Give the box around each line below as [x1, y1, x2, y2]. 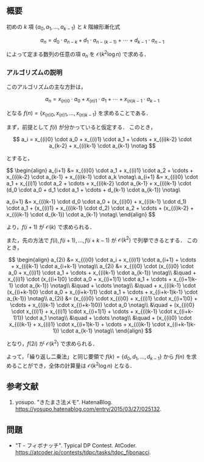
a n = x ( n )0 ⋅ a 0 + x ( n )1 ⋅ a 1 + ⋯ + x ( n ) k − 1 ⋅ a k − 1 [45, 95, 160, 104]
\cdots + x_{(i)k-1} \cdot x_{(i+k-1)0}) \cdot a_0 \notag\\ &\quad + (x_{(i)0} [10, 302, 195, 309]
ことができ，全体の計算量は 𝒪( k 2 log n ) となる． [16, 360, 135, 369]
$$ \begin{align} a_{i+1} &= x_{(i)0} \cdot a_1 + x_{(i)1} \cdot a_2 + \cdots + [6, 167, 194, 174]
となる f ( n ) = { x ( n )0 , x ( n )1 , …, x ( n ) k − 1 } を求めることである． [6, 109, 152, 118]
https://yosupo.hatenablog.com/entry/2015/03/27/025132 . [15, 405, 162, 413]
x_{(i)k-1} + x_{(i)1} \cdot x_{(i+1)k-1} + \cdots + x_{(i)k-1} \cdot [9, 321, 166, 328]
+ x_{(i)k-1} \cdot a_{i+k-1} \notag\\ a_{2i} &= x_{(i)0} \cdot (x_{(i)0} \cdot [11, 263, 194, 270]
